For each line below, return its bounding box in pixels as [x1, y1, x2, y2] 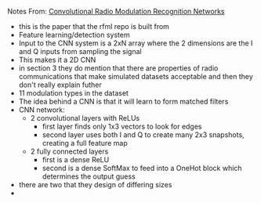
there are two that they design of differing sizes [18, 180, 172, 189]
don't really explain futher [18, 80, 103, 89]
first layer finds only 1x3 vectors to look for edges [42, 121, 202, 131]
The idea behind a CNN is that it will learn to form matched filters [18, 97, 229, 106]
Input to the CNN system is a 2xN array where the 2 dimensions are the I [18, 38, 253, 48]
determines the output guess [42, 172, 136, 181]
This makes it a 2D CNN [18, 55, 96, 64]
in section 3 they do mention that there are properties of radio [18, 63, 219, 73]
